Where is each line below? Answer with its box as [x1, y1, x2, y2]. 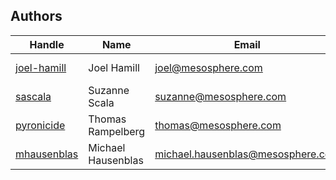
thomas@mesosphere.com [154, 118, 282, 132]
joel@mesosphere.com [154, 60, 263, 74]
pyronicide [15, 118, 66, 132]
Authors [10, 8, 63, 25]
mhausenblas [15, 147, 79, 161]
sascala [15, 89, 52, 103]
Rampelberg [88, 124, 146, 138]
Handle [29, 37, 65, 51]
